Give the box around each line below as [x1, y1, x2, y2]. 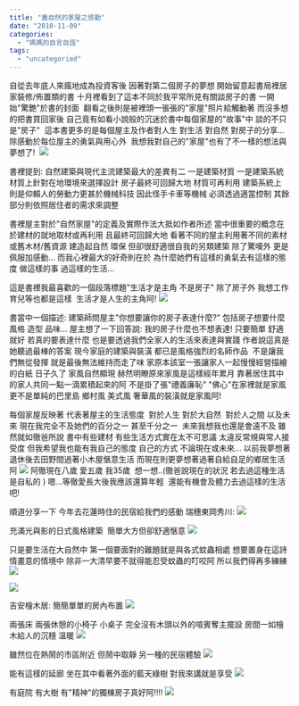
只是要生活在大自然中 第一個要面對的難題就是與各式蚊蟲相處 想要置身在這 [9, 544, 279, 554]
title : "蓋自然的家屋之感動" [9, 12, 105, 22]
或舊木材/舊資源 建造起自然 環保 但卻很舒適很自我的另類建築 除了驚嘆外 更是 [9, 241, 289, 251]
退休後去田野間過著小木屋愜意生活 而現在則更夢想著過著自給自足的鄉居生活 [9, 454, 286, 464]
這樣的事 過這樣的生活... [26, 263, 114, 273]
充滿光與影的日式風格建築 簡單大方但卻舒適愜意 [9, 526, 186, 536]
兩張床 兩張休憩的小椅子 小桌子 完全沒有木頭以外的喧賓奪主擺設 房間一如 [9, 619, 277, 629]
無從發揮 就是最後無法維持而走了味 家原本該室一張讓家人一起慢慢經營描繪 [16, 357, 287, 367]
